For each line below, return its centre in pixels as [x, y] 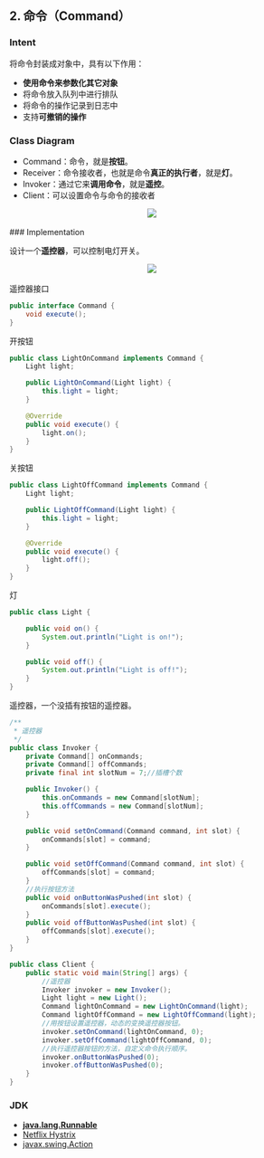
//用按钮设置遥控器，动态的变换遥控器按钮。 [113, 1024]
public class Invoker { [54, 748]
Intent [23, 43]
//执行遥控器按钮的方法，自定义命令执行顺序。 [117, 1049]
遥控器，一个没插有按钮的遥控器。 [73, 706]
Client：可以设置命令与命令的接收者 [89, 195]
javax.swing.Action [57, 1144]
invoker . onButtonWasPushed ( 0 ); [101, 1057]
